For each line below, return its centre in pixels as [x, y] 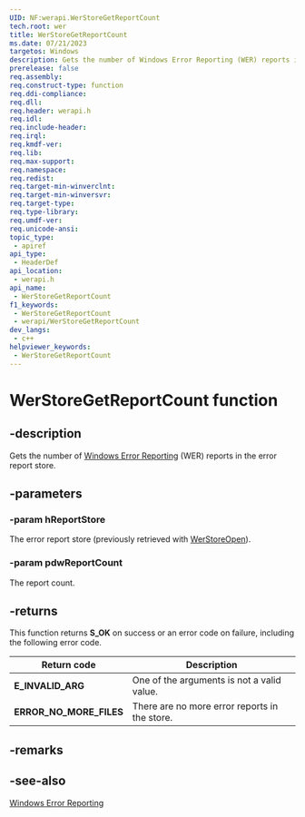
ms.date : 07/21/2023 [49, 43]
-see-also [38, 781]
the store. [152, 718]
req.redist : [32, 178]
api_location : [36, 271]
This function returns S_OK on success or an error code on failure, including [152, 633]
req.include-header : [49, 128]
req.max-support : [42, 161]
